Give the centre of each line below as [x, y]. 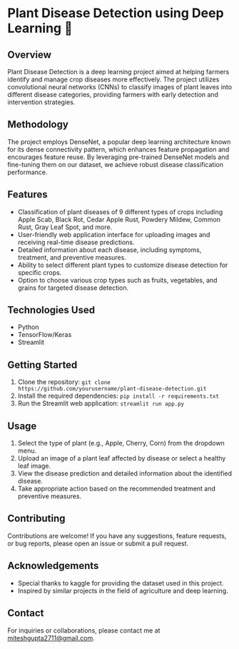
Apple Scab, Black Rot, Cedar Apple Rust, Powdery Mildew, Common [119, 219]
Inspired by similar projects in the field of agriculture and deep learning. [123, 590]
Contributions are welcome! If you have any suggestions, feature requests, [117, 535]
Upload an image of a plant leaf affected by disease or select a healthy [122, 458]
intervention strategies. [41, 102]
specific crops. [40, 272]
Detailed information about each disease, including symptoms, [110, 250]
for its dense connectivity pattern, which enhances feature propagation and [118, 149]
